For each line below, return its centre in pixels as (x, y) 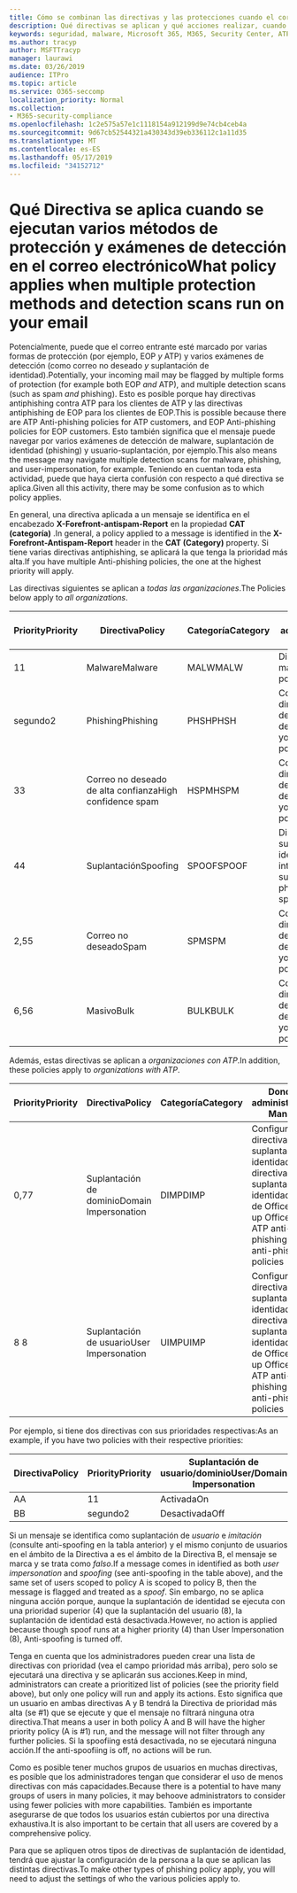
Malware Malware (122, 668)
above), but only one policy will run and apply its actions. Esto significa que (146, 1694)
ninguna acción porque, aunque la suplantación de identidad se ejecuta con (147, 1602)
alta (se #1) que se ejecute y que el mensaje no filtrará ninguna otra (132, 1713)
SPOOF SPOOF (217, 866)
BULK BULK (210, 1011)
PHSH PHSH (212, 721)
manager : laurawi (41, 58)
